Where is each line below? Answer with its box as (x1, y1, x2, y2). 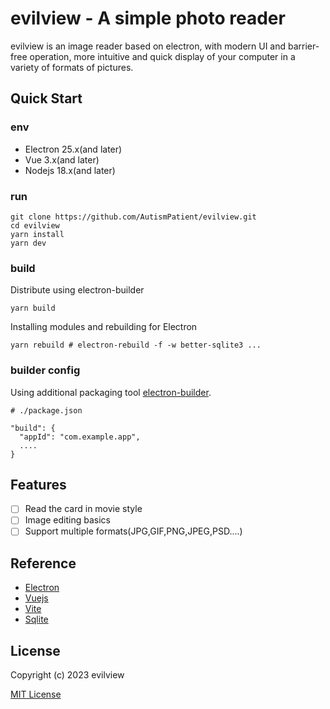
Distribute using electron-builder (10, 284, 145, 296)
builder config (10, 363, 81, 377)
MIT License (10, 688, 62, 701)
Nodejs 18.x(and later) (24, 164, 116, 176)
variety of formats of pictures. (10, 61, 134, 73)
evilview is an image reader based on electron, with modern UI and (10, 40, 287, 52)
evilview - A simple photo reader (10, 7, 286, 30)
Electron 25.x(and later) (24, 143, 123, 155)
